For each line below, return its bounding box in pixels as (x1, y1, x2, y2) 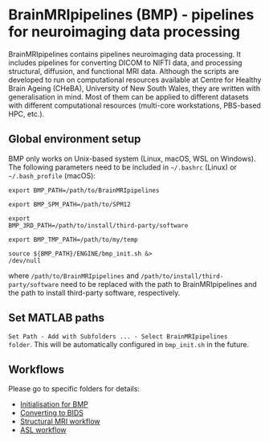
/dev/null (8, 256, 42, 264)
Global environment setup (8, 133, 141, 146)
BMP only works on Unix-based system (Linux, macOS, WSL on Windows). (8, 153, 257, 163)
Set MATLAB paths (8, 311, 104, 325)
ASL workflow (19, 425, 67, 435)
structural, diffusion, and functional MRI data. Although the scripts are (8, 66, 239, 76)
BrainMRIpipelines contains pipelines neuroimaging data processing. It (8, 49, 242, 59)
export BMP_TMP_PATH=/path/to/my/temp (8, 235, 138, 244)
